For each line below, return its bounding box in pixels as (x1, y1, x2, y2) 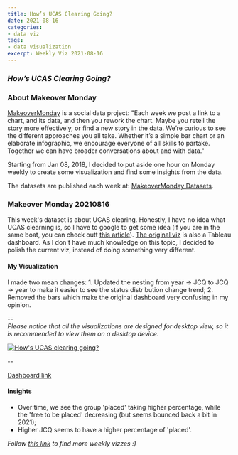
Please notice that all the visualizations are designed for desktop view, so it (7, 321, 229, 331)
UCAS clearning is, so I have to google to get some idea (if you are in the (7, 223, 220, 232)
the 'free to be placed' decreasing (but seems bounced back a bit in (17, 410, 217, 419)
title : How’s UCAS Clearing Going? (7, 10, 113, 18)
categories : (7, 23, 43, 31)
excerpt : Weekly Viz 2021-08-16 (7, 50, 103, 58)
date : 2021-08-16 (7, 17, 59, 24)
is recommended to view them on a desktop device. (7, 329, 159, 338)
